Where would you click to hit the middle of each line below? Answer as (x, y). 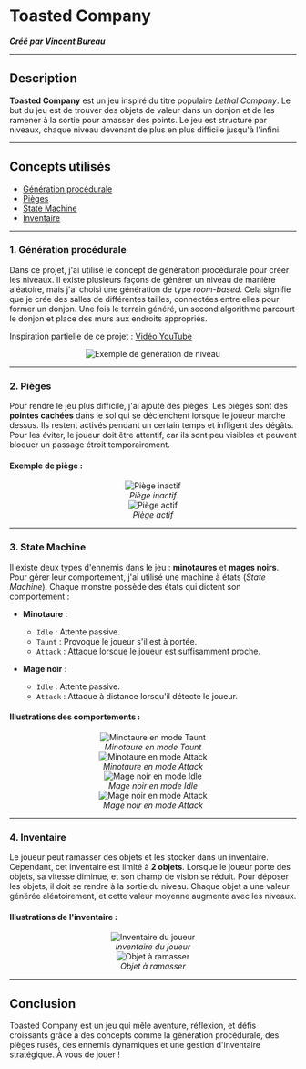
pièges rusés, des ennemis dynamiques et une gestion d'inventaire (135, 1045)
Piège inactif (153, 496)
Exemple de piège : (46, 466)
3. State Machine (48, 547)
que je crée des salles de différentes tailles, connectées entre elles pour (144, 299)
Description (43, 79)
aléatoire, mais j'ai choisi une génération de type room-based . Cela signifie (150, 289)
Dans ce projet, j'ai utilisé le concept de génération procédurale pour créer (149, 269)
